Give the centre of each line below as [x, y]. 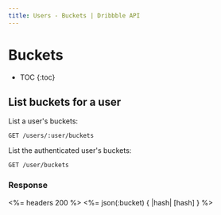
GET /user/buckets [39, 165]
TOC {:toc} [37, 77]
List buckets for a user [65, 102]
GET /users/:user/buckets [51, 136]
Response [28, 186]
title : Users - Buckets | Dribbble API [74, 16]
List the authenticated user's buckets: [70, 150]
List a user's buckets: [43, 121]
